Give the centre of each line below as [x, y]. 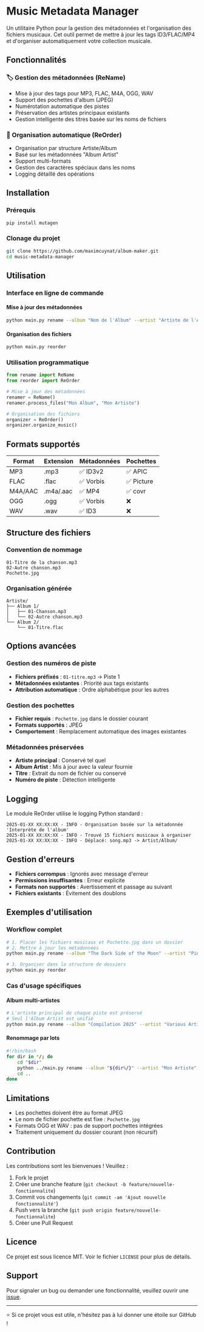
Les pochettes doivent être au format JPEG [69, 1113]
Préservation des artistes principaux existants [72, 112]
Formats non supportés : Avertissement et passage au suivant [93, 887]
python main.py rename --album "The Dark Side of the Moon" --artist [96, 953]
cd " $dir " [30, 1062]
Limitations [28, 1098]
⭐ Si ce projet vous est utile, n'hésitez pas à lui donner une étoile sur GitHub [101, 1314]
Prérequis [21, 210]
